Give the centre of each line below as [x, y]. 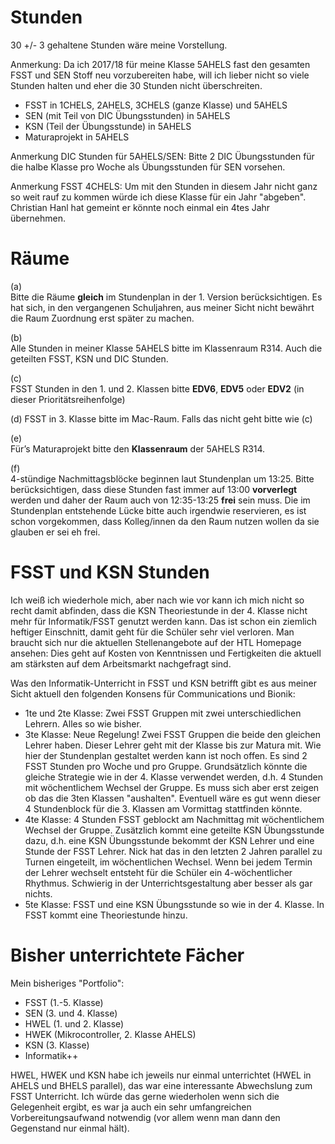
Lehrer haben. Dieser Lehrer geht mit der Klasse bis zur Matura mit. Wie [173, 745]
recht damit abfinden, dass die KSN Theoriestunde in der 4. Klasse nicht [159, 610]
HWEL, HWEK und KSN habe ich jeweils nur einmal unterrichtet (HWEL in [161, 1075]
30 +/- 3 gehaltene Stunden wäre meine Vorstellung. [119, 45]
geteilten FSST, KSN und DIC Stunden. [89, 358]
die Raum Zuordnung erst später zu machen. [102, 318]
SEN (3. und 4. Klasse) [71, 1013]
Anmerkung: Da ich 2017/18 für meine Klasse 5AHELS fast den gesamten [160, 64]
